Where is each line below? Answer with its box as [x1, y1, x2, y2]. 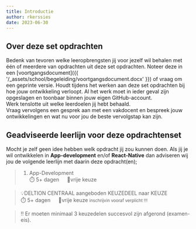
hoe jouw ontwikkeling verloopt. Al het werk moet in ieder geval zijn [6, 88, 169, 95]
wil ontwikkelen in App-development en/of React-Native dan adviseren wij [6, 152, 188, 159]
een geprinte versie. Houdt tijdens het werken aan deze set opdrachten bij [6, 82, 185, 89]
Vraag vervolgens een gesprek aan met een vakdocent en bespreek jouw [6, 107, 183, 114]
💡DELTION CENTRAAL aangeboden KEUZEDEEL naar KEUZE [20, 190, 168, 197]
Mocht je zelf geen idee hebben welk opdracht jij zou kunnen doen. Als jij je [6, 146, 188, 153]
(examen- [166, 210, 190, 217]
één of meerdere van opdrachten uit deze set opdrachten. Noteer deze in [6, 63, 183, 70]
